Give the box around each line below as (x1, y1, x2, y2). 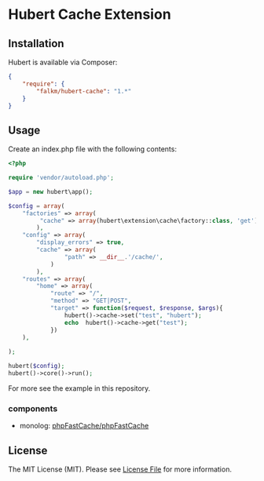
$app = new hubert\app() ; (8, 188, 93, 195)
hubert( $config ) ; (8, 363, 65, 370)
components (8, 403, 58, 414)
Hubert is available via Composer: (8, 57, 118, 67)
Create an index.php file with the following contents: (8, 144, 177, 154)
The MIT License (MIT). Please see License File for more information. (8, 465, 232, 474)
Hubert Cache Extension (8, 5, 171, 24)
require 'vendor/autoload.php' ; (8, 174, 114, 182)
